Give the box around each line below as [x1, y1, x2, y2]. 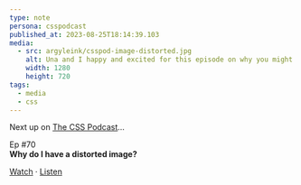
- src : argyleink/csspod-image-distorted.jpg [17, 47, 193, 56]
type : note [9, 13, 51, 23]
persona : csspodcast [9, 22, 88, 31]
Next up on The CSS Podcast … [9, 122, 125, 133]
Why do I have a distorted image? [9, 149, 137, 160]
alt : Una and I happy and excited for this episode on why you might [25, 55, 294, 64]
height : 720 [25, 72, 71, 81]
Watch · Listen [9, 166, 63, 177]
